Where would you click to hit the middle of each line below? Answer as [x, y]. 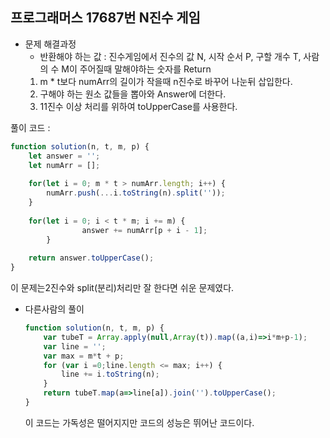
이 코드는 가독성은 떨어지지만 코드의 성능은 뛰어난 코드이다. [139, 422]
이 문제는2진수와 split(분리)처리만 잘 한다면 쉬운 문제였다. [122, 288]
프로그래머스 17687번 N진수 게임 [105, 18]
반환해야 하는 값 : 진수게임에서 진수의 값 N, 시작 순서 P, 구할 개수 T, [170, 56]
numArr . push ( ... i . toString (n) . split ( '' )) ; [136, 193]
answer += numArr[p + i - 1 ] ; [144, 230]
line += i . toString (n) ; [110, 374]
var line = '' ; [75, 346]
